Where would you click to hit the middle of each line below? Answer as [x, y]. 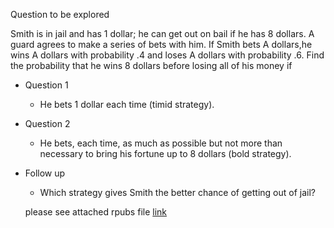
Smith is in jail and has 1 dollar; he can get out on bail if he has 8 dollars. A [162, 33]
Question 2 [47, 123]
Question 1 [46, 85]
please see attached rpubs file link [96, 212]
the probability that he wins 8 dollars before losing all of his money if [151, 65]
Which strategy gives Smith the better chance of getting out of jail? [177, 192]
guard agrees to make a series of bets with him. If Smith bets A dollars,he [161, 44]
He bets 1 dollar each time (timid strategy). [127, 104]
